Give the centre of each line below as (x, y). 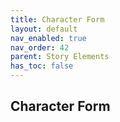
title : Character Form (57, 19)
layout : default (44, 29)
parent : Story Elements (60, 57)
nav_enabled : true (48, 38)
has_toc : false (42, 66)
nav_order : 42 (40, 47)
